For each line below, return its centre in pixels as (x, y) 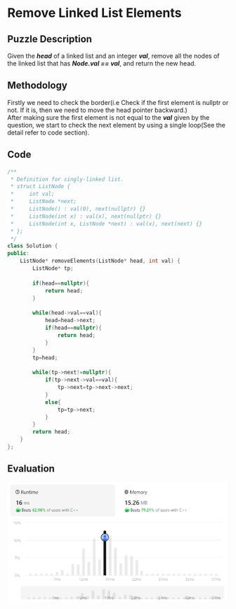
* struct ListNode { (40, 187)
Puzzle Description (50, 39)
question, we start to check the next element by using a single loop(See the (117, 125)
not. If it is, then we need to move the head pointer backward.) (97, 110)
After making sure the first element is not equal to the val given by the (109, 117)
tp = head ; (45, 357)
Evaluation (31, 469)
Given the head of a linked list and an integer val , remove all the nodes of (113, 56)
